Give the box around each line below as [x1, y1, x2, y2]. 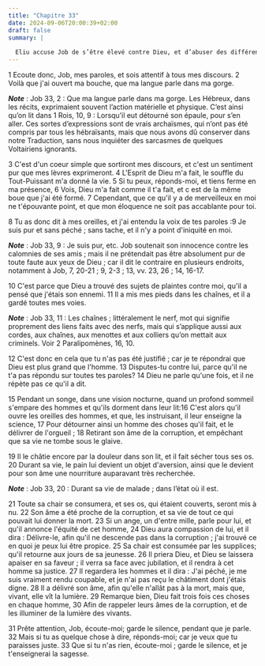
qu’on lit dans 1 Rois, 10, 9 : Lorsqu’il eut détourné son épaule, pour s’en [8, 111, 241, 119]
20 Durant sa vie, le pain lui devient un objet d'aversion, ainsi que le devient [8, 460, 254, 469]
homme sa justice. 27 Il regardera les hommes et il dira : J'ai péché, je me [8, 566, 248, 576]
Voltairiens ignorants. [8, 144, 77, 153]
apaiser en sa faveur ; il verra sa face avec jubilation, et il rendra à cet [8, 558, 234, 567]
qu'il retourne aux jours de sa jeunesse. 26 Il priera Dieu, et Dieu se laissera [8, 550, 254, 558]
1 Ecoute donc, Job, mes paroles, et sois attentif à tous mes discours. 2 [8, 70, 240, 79]
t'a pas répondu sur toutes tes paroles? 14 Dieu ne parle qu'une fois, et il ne [8, 371, 254, 380]
